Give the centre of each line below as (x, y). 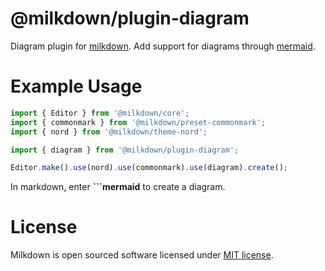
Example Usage (76, 86)
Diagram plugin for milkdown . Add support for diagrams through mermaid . (163, 46)
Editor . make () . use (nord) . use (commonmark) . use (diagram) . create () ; (149, 168)
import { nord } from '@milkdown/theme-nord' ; (109, 132)
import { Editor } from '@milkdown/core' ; (100, 113)
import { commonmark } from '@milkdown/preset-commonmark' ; (138, 122)
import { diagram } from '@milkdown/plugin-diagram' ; (125, 150)
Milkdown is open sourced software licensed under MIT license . (142, 255)
